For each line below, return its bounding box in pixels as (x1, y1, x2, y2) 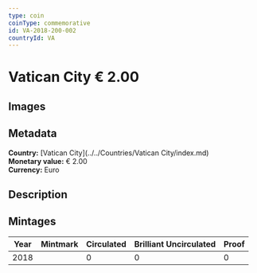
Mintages (8, 215, 56, 228)
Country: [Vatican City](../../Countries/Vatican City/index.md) (8, 148, 209, 158)
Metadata (8, 127, 57, 140)
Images (8, 99, 46, 113)
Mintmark (41, 238, 79, 249)
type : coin (8, 11, 45, 20)
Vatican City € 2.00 (8, 68, 139, 86)
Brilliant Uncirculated (134, 238, 216, 249)
